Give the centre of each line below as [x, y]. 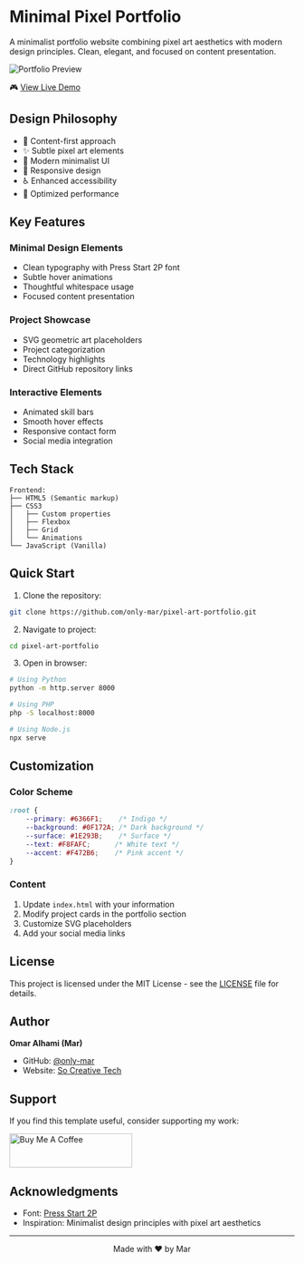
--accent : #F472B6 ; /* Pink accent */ [104, 853]
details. [23, 993]
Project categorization [64, 349]
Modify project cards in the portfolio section [104, 914]
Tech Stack [42, 469]
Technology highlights [64, 359]
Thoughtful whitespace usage [78, 287]
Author [29, 1021]
